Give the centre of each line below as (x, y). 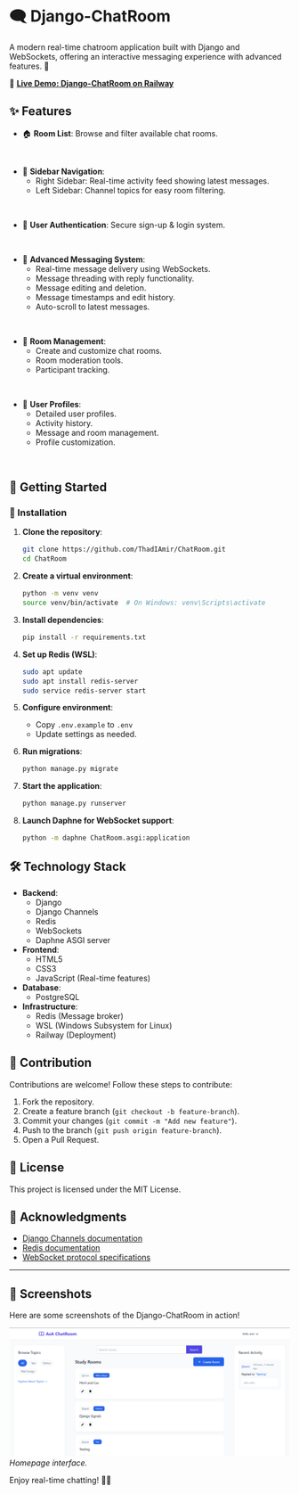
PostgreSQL (57, 997)
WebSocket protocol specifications (86, 1258)
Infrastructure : (50, 1006)
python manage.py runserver (74, 804)
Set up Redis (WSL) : (60, 654)
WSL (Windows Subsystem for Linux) (104, 1025)
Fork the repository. (58, 1102)
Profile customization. (75, 442)
